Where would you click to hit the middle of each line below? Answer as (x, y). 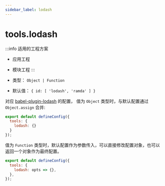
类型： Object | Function (38, 80)
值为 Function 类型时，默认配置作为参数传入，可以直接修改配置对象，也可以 (82, 145)
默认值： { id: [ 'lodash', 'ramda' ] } (54, 91)
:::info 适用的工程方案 (27, 48)
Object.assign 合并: (25, 107)
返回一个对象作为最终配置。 (33, 151)
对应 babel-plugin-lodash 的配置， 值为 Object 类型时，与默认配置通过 (77, 101)
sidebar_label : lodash (28, 10)
